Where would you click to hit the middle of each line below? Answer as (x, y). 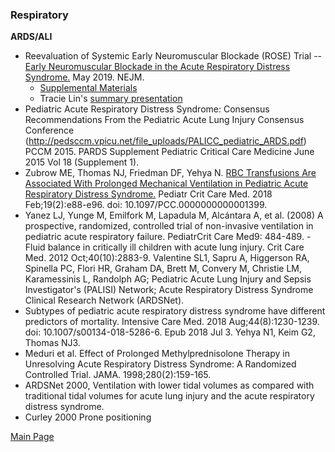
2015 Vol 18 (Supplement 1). (82, 162)
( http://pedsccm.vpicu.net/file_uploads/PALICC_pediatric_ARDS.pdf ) (165, 141)
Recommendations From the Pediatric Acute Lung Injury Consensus (164, 120)
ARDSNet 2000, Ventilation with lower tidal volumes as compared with (169, 385)
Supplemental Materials (88, 88)
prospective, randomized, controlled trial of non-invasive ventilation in (169, 226)
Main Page (32, 437)
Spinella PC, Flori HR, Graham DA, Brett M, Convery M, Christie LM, (163, 269)
